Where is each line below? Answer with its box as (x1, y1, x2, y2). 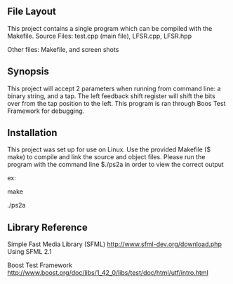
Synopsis (7, 66, 49, 78)
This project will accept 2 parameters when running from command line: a (7, 84, 221, 93)
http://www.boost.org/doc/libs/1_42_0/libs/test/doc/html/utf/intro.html (7, 269, 208, 277)
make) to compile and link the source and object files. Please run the (7, 153, 206, 161)
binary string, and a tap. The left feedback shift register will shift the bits (7, 91, 215, 100)
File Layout (7, 6, 56, 18)
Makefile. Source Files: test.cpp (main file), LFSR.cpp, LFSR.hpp (7, 32, 192, 40)
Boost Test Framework (7, 261, 72, 269)
